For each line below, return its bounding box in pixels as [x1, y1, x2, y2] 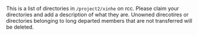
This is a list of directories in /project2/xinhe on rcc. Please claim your [6, 5, 179, 12]
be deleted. [6, 23, 34, 30]
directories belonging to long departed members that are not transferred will [6, 17, 193, 24]
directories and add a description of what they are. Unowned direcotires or [6, 11, 189, 18]
